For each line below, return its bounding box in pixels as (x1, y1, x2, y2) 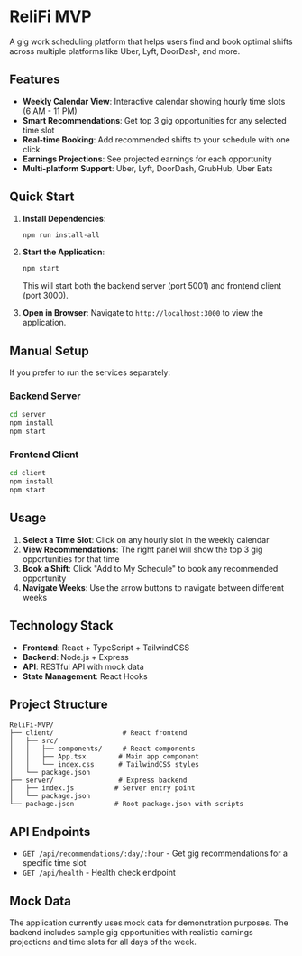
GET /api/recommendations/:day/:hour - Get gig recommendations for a (22, 848, 288, 859)
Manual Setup (9, 343, 90, 358)
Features (9, 72, 60, 87)
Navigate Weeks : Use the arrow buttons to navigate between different (22, 582, 285, 593)
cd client (9, 469, 47, 478)
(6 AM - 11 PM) (22, 106, 78, 116)
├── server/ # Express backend (9, 776, 188, 786)
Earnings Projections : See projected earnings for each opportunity (22, 153, 272, 164)
